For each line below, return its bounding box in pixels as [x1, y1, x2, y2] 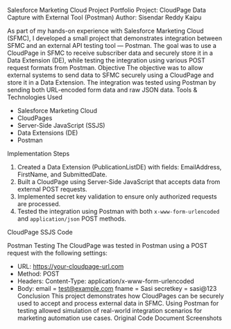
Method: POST [17, 270, 60, 278]
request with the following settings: [7, 249, 108, 257]
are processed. [17, 200, 61, 208]
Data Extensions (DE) [17, 128, 78, 137]
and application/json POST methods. [17, 214, 127, 223]
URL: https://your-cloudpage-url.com [17, 262, 124, 270]
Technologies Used [7, 93, 62, 101]
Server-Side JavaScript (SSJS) [17, 121, 105, 129]
